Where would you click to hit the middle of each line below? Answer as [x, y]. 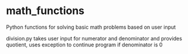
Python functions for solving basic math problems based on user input [91, 27]
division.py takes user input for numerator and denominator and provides [94, 38]
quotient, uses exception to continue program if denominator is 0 [84, 45]
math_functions [45, 11]
